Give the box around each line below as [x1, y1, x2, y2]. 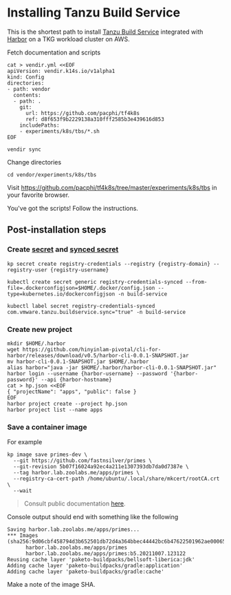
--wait [13, 488, 32, 494]
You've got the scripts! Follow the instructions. [7, 204, 139, 212]
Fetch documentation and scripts [7, 48, 101, 56]
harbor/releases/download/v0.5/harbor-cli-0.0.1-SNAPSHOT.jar [7, 352, 189, 359]
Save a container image [7, 422, 87, 432]
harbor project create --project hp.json [7, 400, 128, 407]
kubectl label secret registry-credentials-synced [7, 302, 155, 309]
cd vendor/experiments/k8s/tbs [7, 171, 97, 178]
